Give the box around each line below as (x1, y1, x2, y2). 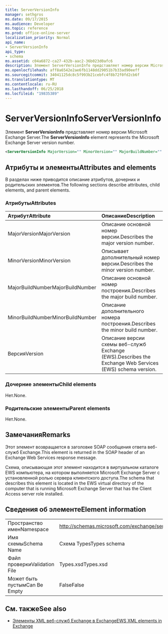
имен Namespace (7, 525, 49, 532)
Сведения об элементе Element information (5, 505, 146, 514)
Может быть (7, 575, 38, 582)
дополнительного (101, 308, 144, 315)
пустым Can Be (7, 581, 43, 588)
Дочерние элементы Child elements (5, 381, 96, 388)
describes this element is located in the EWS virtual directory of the (5, 480, 144, 486)
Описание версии (101, 334, 145, 341)
